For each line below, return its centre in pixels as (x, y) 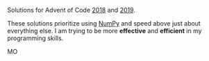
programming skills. (35, 38)
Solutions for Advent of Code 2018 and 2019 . (71, 10)
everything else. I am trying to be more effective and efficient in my (105, 31)
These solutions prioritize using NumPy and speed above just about (104, 23)
